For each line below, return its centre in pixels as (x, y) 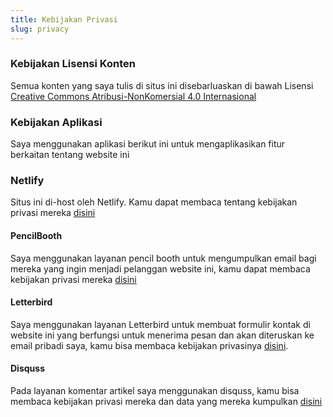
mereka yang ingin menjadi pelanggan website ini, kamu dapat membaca (160, 268)
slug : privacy (40, 29)
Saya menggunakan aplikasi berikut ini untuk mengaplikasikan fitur (148, 144)
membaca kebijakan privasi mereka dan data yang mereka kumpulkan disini (166, 401)
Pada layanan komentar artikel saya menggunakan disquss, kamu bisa (155, 390)
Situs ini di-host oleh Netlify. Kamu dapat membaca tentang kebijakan (154, 202)
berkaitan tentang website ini (70, 155)
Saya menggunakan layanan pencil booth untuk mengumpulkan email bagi (163, 258)
